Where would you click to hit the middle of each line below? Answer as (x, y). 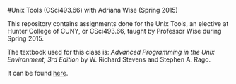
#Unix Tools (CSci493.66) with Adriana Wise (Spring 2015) (93, 10)
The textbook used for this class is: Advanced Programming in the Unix (111, 52)
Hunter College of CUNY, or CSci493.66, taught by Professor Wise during (114, 31)
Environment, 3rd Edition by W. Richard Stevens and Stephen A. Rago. (109, 59)
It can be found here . (38, 73)
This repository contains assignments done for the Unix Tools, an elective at (118, 23)
